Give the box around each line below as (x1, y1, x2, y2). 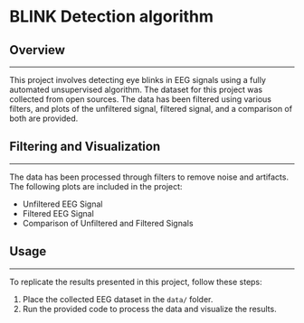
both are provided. (9, 113, 79, 124)
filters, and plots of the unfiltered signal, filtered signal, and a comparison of (9, 104, 292, 114)
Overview (9, 42, 66, 58)
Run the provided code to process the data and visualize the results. (22, 303, 278, 314)
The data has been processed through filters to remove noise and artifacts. (9, 171, 290, 182)
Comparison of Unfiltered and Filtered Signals (22, 217, 194, 228)
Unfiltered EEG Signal (22, 198, 103, 209)
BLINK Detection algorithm (9, 6, 214, 27)
